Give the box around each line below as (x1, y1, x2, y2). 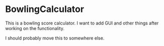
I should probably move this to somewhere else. (5, 35, 105, 41)
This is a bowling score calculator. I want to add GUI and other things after (5, 20, 159, 26)
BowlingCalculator (5, 3, 85, 15)
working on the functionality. (5, 25, 64, 31)
